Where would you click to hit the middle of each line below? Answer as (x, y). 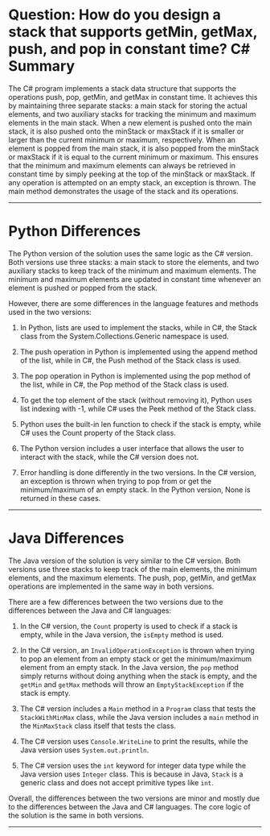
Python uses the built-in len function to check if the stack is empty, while (140, 424)
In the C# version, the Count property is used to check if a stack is (129, 626)
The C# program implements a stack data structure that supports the (123, 88)
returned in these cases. (60, 498)
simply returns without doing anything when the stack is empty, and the (138, 676)
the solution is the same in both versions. (76, 815)
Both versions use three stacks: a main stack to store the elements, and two (134, 262)
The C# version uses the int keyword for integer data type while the (133, 765)
